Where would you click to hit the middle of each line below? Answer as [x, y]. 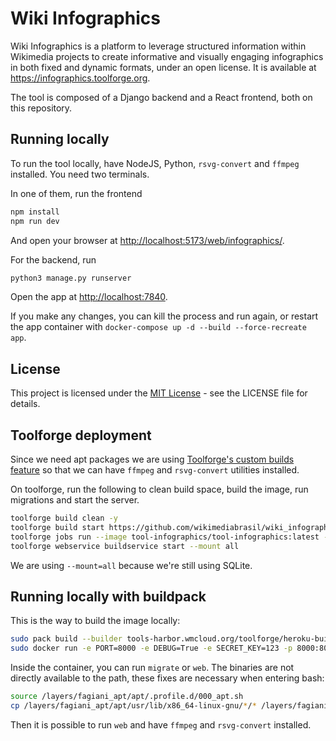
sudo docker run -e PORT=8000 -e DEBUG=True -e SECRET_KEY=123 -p [151, 648]
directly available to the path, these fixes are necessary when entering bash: [167, 678]
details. [25, 404]
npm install [35, 212]
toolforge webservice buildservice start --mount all [125, 546]
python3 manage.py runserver [71, 278]
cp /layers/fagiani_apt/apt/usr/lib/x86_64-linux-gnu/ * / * [133, 705]
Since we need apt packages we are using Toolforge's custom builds [152, 459]
